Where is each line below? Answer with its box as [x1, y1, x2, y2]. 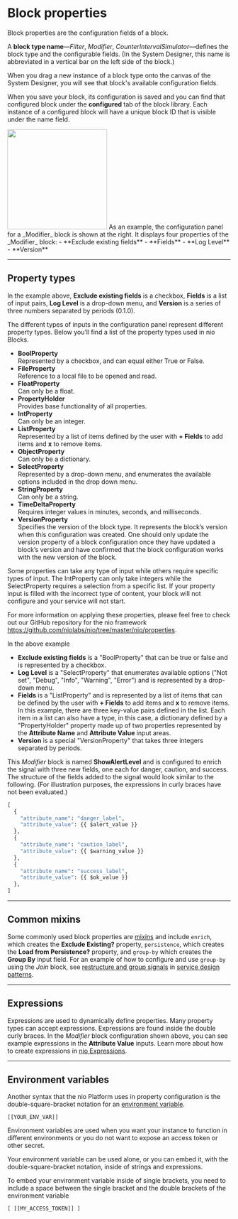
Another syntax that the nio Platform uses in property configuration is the [7, 1093, 221, 1101]
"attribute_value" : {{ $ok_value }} [20, 874, 129, 882]
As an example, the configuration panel [108, 222, 223, 231]
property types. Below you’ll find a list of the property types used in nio [7, 327, 215, 336]
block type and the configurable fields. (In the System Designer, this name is [7, 50, 230, 58]
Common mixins [7, 914, 81, 926]
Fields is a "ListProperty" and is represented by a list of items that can [17, 690, 223, 699]
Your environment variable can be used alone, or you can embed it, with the [7, 1155, 229, 1164]
